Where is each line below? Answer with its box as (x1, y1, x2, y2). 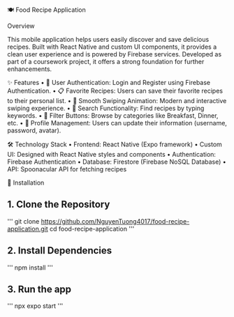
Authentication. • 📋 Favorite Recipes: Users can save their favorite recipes (7, 86, 224, 95)
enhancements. (7, 65, 52, 73)
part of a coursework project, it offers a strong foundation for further (7, 58, 205, 65)
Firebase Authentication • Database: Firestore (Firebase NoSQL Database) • (7, 157, 227, 166)
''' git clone (7, 217, 40, 225)
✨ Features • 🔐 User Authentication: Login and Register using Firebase (7, 79, 211, 86)
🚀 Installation (7, 178, 45, 187)
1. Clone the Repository (7, 199, 110, 210)
